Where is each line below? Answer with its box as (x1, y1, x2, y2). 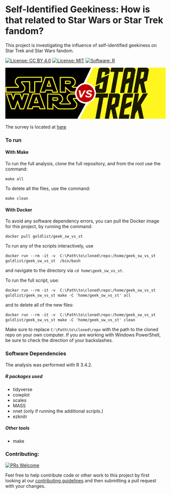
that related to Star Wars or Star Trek (5, 14, 164, 26)
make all (5, 177, 24, 182)
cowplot (12, 391, 30, 398)
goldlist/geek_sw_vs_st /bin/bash (5, 259, 81, 264)
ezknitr (12, 413, 27, 419)
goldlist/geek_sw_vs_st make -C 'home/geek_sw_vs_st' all (5, 293, 131, 298)
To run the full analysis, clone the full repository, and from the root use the (5, 161, 161, 167)
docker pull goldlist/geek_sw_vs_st (5, 234, 83, 239)
